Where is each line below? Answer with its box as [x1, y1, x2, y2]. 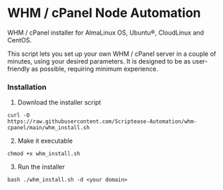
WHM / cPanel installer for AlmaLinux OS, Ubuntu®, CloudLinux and [7, 28, 205, 37]
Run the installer [17, 162, 66, 171]
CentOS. [7, 35, 32, 44]
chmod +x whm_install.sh [7, 150, 80, 158]
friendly [7, 64, 30, 73]
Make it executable [17, 136, 73, 146]
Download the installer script [17, 98, 102, 107]
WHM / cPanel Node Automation [7, 5, 201, 21]
